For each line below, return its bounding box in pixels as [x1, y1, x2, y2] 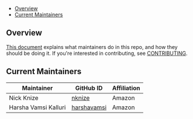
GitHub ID [75, 84, 103, 92]
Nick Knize [9, 93, 39, 101]
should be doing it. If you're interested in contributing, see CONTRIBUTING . [6, 50, 188, 57]
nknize [71, 93, 90, 101]
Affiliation [112, 84, 140, 92]
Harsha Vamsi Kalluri [9, 103, 66, 111]
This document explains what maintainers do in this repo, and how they [6, 43, 178, 50]
